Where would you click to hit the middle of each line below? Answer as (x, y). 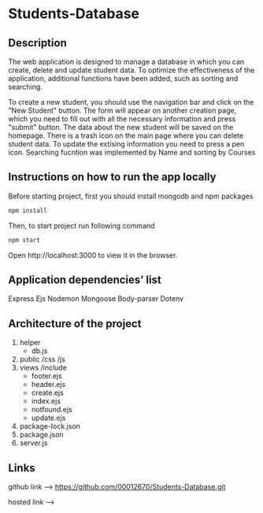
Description (37, 43)
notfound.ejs (52, 410)
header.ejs (48, 385)
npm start (24, 240)
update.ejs (48, 418)
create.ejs (48, 393)
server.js (33, 443)
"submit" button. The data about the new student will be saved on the (121, 127)
